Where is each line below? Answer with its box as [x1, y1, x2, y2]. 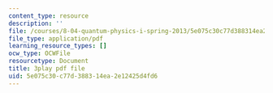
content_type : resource [8, 11, 89, 20]
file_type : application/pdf [8, 34, 104, 43]
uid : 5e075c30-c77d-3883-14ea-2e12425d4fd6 [8, 72, 158, 80]
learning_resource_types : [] [8, 42, 107, 50]
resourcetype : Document [8, 57, 89, 66]
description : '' [8, 19, 63, 27]
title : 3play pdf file [8, 65, 85, 73]
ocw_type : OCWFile [8, 49, 71, 57]
